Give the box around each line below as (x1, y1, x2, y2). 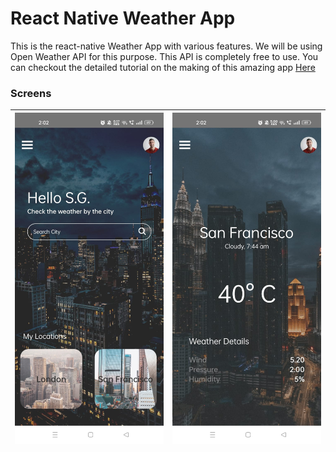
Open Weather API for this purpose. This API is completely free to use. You (10, 50, 319, 62)
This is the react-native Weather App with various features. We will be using (10, 40, 323, 52)
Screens (10, 86, 52, 100)
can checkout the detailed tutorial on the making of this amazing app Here (10, 61, 316, 73)
